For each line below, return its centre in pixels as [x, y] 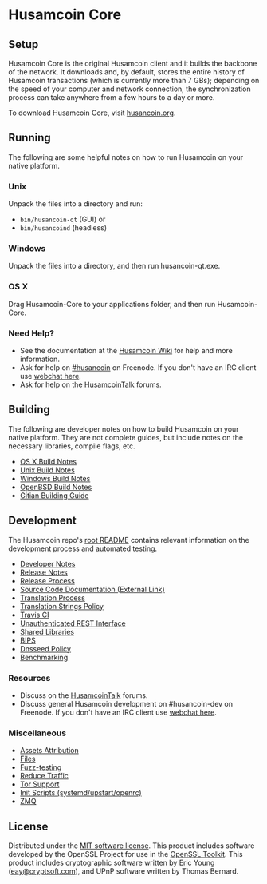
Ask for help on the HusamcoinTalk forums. [90, 384]
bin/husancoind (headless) [63, 228]
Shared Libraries [47, 631]
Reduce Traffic [44, 776]
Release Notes [43, 572]
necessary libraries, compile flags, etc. [72, 446]
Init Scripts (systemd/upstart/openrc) [80, 793]
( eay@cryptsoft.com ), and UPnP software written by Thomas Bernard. [124, 871]
